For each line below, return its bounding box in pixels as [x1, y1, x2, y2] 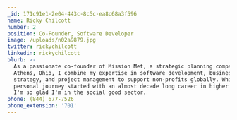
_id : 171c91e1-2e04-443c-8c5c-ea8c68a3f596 [7, 10, 138, 18]
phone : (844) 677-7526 [7, 96, 74, 103]
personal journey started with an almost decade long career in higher [13, 83, 229, 90]
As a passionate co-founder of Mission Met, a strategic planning [13, 63, 213, 70]
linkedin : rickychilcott [7, 50, 80, 57]
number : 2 [7, 23, 37, 30]
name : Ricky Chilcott [7, 17, 71, 24]
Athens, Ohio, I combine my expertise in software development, [13, 69, 207, 76]
